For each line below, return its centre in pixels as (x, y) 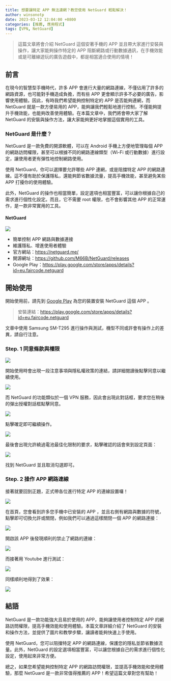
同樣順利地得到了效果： (30, 579)
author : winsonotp (25, 15)
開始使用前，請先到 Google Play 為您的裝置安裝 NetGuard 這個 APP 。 (78, 301)
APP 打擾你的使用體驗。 (31, 182)
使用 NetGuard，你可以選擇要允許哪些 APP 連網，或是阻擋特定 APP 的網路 (83, 170)
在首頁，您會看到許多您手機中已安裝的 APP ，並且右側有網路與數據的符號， (84, 511)
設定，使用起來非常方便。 (32, 656)
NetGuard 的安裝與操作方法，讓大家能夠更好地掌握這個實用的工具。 (76, 119)
